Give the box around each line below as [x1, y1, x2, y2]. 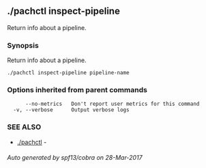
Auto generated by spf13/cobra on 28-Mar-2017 [7, 154, 143, 162]
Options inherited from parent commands [7, 85, 148, 95]
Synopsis [7, 40, 39, 50]
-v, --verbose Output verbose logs [13, 107, 130, 113]
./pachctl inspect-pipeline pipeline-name [7, 70, 130, 76]
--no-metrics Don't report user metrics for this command [25, 100, 200, 108]
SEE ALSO [7, 122, 42, 132]
